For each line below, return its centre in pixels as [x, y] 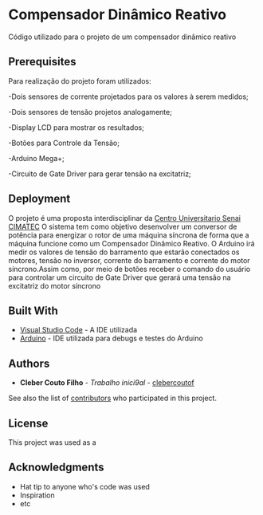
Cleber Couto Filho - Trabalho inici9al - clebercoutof [107, 383]
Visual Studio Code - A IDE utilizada [79, 330]
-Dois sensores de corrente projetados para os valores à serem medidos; [128, 96]
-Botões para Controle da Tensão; [64, 143]
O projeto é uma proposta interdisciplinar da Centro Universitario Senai [125, 218]
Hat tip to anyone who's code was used [84, 486]
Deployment [39, 199]
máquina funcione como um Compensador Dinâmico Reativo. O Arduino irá [131, 243]
